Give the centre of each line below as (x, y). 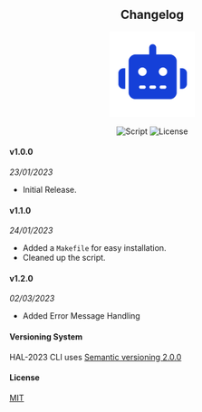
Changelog (152, 15)
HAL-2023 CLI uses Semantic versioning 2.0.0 (96, 357)
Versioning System (46, 337)
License (25, 378)
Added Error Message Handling (81, 316)
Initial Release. (49, 190)
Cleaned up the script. (64, 258)
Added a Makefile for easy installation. (94, 248)
